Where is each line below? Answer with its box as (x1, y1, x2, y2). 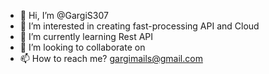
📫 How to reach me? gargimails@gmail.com (19, 53, 203, 64)
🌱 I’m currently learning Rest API (19, 31, 154, 42)
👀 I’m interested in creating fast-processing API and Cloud (19, 20, 260, 32)
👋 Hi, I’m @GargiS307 (19, 10, 109, 21)
